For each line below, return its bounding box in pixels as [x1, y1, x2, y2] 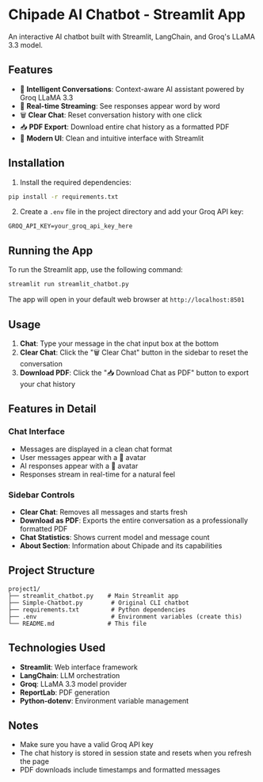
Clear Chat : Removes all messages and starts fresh [19, 507, 188, 516]
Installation [8, 156, 65, 170]
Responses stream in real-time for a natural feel [19, 470, 176, 479]
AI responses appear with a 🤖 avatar [19, 461, 139, 470]
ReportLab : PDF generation [19, 688, 110, 697]
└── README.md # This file [8, 619, 147, 627]
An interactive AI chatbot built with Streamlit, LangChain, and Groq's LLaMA [8, 32, 256, 41]
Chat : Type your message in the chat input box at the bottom [19, 339, 219, 348]
